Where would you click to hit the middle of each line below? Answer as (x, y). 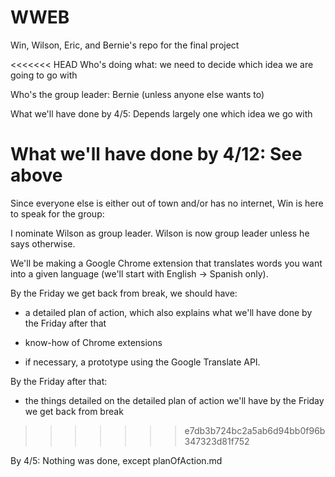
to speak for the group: (57, 213)
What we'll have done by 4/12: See (156, 154)
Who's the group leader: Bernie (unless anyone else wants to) (137, 94)
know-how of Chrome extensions (93, 342)
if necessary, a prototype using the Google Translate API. (142, 362)
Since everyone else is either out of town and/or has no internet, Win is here (167, 203)
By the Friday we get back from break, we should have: (124, 293)
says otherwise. (43, 243)
